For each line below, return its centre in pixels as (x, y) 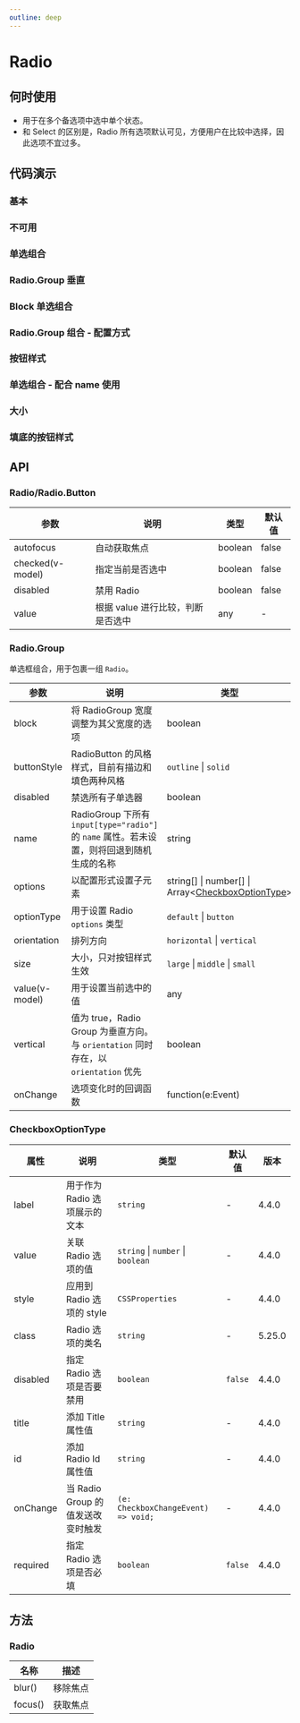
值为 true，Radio (106, 1019)
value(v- (33, 988)
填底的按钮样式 (42, 438)
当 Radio (83, 1488)
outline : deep (36, 17)
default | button (200, 917)
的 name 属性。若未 (110, 837)
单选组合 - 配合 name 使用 (65, 385)
